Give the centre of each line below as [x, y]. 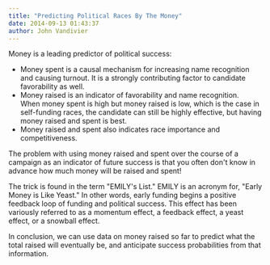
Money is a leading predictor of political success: [90, 54]
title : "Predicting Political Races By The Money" [95, 16]
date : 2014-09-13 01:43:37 [54, 23]
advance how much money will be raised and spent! [95, 171]
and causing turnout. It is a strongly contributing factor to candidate [133, 78]
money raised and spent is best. [74, 121]
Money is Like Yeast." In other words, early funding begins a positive [122, 196]
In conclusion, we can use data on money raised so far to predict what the [132, 237]
